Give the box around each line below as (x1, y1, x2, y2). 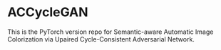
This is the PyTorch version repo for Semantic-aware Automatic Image (7, 27, 214, 36)
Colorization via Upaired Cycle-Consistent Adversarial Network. (7, 35, 195, 43)
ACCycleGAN (7, 4, 88, 20)
